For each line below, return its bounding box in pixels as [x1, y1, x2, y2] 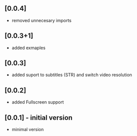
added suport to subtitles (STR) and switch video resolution [11, 72, 132, 78]
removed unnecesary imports [11, 17, 72, 23]
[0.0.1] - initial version [4, 113, 73, 122]
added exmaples [11, 45, 46, 51]
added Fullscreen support [11, 99, 64, 105]
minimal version [11, 127, 44, 133]
